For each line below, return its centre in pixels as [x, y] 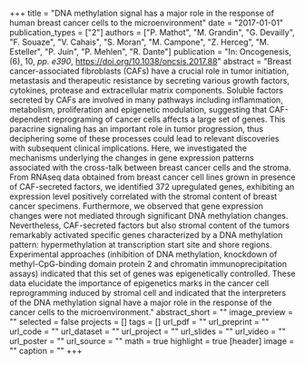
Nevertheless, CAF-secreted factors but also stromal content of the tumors [150, 225]
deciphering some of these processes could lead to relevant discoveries [144, 138]
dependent [30, 119]
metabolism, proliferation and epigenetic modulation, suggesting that [138, 109]
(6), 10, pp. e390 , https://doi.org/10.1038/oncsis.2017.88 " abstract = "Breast [151, 61]
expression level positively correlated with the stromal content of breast [143, 196]
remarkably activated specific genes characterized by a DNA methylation [146, 235]
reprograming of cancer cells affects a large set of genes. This [169, 119]
